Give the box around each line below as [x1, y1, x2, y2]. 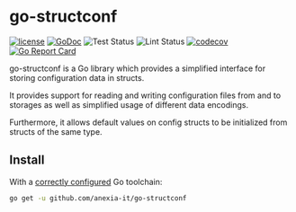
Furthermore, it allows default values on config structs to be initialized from [9, 117, 288, 128]
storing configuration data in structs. [9, 72, 145, 83]
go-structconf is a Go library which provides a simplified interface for [9, 63, 266, 74]
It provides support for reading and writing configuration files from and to [9, 90, 282, 101]
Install [9, 153, 45, 168]
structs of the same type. [9, 126, 103, 137]
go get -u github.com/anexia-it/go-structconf [9, 193, 187, 203]
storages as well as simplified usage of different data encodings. [9, 99, 249, 110]
